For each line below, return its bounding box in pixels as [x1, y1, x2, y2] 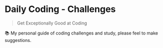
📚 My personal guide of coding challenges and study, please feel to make [5, 30, 158, 36]
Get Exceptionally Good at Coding [17, 20, 87, 26]
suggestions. [5, 37, 32, 43]
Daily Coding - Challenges [5, 3, 116, 15]
